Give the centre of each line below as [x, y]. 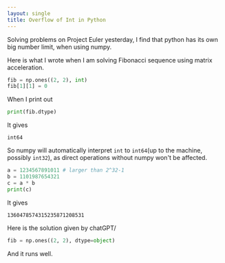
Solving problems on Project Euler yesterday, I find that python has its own [112, 39]
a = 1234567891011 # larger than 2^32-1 [66, 170]
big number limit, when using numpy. [60, 47]
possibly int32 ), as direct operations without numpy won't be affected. [107, 158]
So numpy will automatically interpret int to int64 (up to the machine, [105, 150]
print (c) [20, 190]
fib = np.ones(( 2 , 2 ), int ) [47, 80]
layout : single [29, 13]
